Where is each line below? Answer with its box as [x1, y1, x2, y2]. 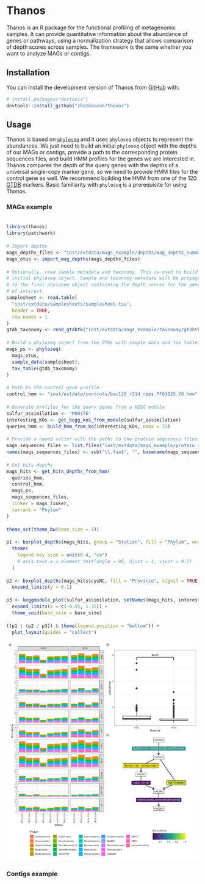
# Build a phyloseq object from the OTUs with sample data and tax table [6, 340, 198, 346]
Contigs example [6, 870, 58, 879]
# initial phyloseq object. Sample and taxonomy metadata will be [6, 275, 179, 281]
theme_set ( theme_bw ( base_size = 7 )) [6, 526, 99, 533]
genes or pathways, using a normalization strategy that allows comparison [6, 37, 193, 44]
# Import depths [6, 243, 48, 250]
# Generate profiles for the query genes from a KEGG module [6, 404, 165, 410]
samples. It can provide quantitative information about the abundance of [6, 30, 188, 37]
